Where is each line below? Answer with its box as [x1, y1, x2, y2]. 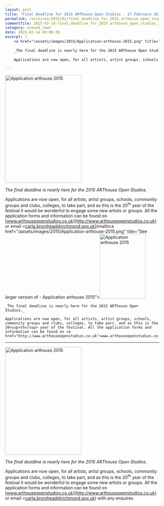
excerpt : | [5, 35, 27, 40]
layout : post [5, 7, 32, 12]
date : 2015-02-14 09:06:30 [5, 30, 60, 35]
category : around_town [5, 25, 51, 30]
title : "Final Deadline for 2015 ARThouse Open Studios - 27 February [5, 12, 152, 17]
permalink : [5, 16, 27, 21]
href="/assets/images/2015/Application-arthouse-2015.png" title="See [5, 228, 147, 234]
